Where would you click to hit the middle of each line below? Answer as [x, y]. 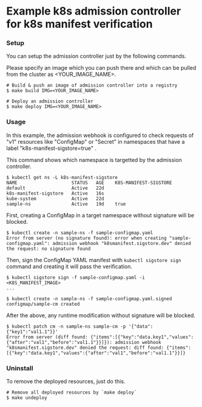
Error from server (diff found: [47, 337]
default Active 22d [55, 188]
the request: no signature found [49, 249]
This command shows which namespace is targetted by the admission [94, 160]
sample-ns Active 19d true [66, 204]
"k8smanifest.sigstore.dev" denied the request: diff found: [85, 348]
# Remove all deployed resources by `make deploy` [72, 392]
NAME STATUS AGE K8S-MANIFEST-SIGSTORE [89, 183]
